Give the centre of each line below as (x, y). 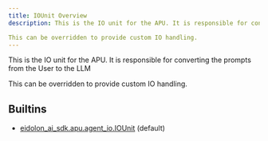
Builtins (28, 109)
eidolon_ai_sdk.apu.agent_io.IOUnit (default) (93, 128)
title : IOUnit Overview (48, 16)
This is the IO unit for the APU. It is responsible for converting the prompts (130, 60)
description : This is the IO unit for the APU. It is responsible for (128, 23)
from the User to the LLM (50, 69)
